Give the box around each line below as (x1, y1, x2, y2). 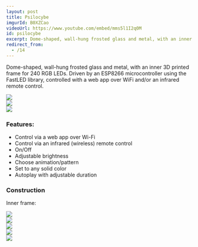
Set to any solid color (14, 165, 67, 172)
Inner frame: (6, 200, 37, 207)
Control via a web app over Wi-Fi (14, 134, 96, 141)
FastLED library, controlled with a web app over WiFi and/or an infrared (6, 76, 180, 83)
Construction (6, 186, 46, 194)
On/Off (14, 146, 32, 153)
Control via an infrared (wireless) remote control (14, 140, 132, 147)
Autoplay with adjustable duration (14, 171, 97, 178)
